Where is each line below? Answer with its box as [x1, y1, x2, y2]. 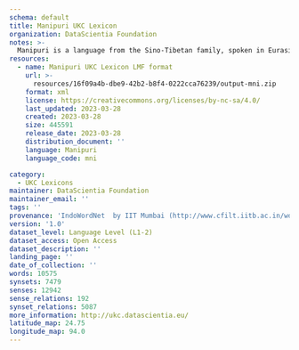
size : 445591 [25, 121, 74, 130]
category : [9, 170, 46, 179]
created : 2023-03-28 [25, 112, 101, 121]
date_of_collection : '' [9, 261, 98, 270]
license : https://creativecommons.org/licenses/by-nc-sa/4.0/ [25, 95, 261, 105]
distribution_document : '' [25, 137, 125, 146]
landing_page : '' [9, 253, 74, 262]
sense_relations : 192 [9, 294, 90, 303]
